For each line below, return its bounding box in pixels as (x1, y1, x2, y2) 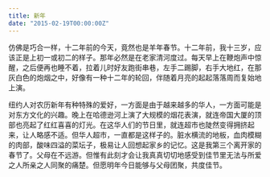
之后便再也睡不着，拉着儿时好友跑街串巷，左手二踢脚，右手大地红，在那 (22, 62, 262, 72)
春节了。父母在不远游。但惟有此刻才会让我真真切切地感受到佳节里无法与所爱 (8, 150, 262, 159)
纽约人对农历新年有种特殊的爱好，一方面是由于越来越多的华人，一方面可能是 (8, 100, 262, 109)
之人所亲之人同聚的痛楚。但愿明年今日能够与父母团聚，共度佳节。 (8, 160, 227, 170)
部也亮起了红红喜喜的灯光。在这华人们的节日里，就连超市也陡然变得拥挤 (8, 120, 247, 130)
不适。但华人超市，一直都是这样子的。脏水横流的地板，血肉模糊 (50, 130, 262, 139)
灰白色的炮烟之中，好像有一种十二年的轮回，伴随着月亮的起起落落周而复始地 (8, 72, 262, 82)
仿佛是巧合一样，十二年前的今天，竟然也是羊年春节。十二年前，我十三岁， (8, 42, 255, 52)
